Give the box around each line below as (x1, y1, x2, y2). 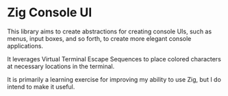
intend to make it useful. (7, 82, 75, 91)
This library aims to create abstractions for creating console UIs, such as (7, 27, 212, 35)
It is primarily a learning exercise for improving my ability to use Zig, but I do (7, 75, 221, 83)
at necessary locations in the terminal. (7, 62, 115, 70)
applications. (7, 42, 43, 50)
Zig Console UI (7, 5, 92, 20)
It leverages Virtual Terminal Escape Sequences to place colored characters (7, 54, 221, 63)
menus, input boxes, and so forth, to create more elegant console (7, 34, 192, 42)
